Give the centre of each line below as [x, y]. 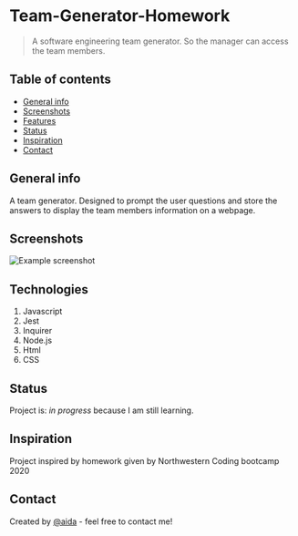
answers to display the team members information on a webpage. [133, 210]
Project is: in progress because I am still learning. [102, 410]
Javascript [42, 312]
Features [39, 120]
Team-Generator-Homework [120, 16]
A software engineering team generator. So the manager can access [160, 41]
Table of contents [60, 80]
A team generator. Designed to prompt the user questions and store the [144, 201]
